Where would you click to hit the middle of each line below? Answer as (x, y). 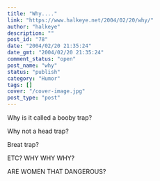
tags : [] (20, 85)
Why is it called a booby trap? (50, 118)
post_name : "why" (32, 65)
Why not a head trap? (38, 131)
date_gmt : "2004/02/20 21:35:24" (56, 53)
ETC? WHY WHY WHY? (41, 158)
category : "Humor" (34, 78)
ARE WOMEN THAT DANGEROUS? (57, 172)
